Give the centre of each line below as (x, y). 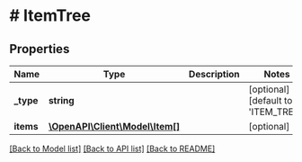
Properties (40, 49)
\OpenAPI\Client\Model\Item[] (114, 126)
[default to (271, 100)
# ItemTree (50, 16)
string (61, 100)
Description (214, 74)
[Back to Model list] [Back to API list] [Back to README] (112, 148)
